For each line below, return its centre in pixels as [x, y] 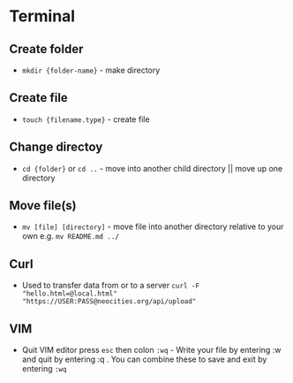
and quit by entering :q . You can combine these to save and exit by [144, 359]
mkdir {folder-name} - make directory [91, 70]
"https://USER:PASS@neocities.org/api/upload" [109, 302]
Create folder [46, 49]
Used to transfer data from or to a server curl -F [111, 286]
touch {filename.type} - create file [86, 119]
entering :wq [44, 369]
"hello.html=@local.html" [69, 294]
